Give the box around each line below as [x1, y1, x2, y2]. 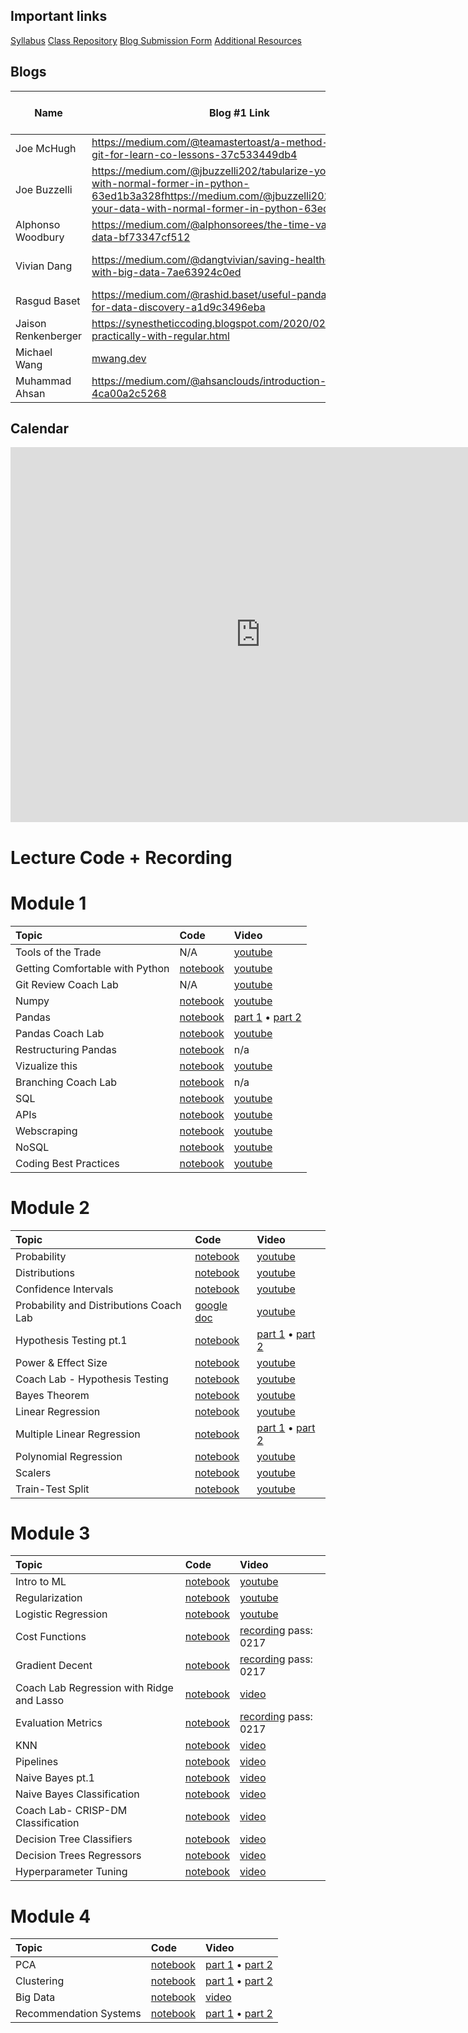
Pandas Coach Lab [15, 1026, 105, 1040]
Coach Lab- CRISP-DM [15, 1804, 128, 1818]
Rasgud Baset [15, 294, 81, 308]
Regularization [15, 1591, 83, 1605]
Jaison [15, 316, 47, 330]
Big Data [15, 1990, 56, 2004]
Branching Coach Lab [15, 1075, 118, 1089]
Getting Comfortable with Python [15, 961, 170, 975]
